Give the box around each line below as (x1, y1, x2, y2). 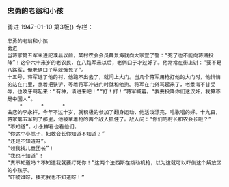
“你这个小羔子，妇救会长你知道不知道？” (7, 131, 105, 138)
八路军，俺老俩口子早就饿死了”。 (7, 67, 87, 74)
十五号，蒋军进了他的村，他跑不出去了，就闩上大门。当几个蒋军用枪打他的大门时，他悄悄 (7, 74, 221, 81)
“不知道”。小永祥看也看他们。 (7, 124, 80, 130)
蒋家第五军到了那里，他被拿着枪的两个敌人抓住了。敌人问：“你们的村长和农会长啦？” (7, 116, 212, 124)
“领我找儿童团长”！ (7, 145, 55, 152)
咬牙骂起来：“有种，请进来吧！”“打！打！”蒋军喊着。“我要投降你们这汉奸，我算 (22, 89, 216, 96)
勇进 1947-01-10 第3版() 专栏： (7, 23, 94, 31)
